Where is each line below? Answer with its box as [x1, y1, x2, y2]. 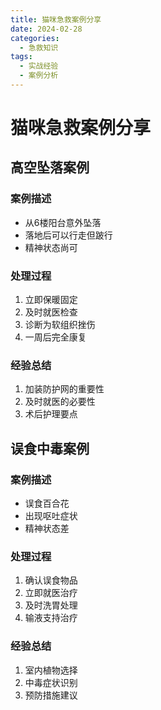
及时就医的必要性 [24, 396, 96, 408]
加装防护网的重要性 [24, 383, 105, 395]
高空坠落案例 [10, 159, 90, 176]
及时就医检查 [24, 306, 78, 318]
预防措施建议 [24, 689, 78, 701]
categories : [10, 33, 60, 43]
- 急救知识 [19, 42, 59, 53]
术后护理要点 [24, 408, 78, 420]
